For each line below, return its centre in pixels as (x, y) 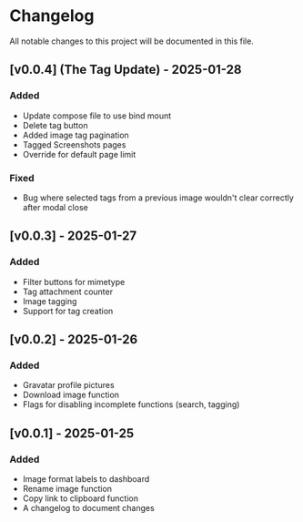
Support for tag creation (68, 311)
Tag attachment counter (68, 292)
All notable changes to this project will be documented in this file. (132, 41)
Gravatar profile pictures (69, 385)
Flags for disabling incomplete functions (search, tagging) (131, 404)
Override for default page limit (79, 154)
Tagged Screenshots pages (74, 144)
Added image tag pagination (76, 135)
